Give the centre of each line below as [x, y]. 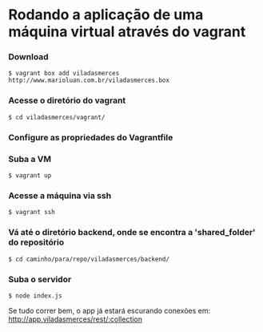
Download [29, 57]
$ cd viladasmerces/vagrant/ [57, 117]
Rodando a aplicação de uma [106, 15]
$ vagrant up [30, 176]
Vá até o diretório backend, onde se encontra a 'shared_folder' [132, 233]
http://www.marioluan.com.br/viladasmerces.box [89, 81]
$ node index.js [35, 296]
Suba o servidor [40, 279]
